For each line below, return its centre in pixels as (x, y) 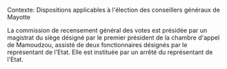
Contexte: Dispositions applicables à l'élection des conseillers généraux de (114, 10)
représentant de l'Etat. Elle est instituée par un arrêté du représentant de (110, 52)
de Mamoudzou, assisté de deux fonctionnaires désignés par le (97, 45)
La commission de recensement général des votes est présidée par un (107, 30)
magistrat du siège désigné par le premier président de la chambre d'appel (113, 38)
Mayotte (19, 17)
